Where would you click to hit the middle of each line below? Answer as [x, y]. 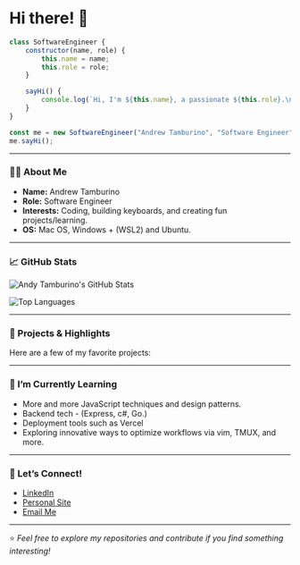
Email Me [39, 512]
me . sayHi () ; [31, 141]
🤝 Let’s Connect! [46, 473]
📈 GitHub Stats [43, 261]
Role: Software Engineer [67, 201]
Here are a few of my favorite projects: [80, 353]
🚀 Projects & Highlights [60, 333]
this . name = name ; [75, 59]
